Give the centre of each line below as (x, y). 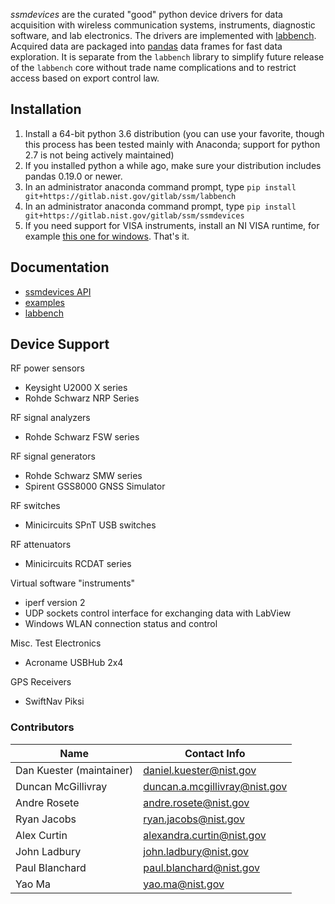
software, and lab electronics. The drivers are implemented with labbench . (163, 35)
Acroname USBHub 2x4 (74, 663)
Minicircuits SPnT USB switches (90, 525)
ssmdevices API (58, 291)
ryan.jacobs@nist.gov (194, 819)
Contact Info (215, 753)
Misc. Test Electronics (56, 643)
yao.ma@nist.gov (184, 884)
